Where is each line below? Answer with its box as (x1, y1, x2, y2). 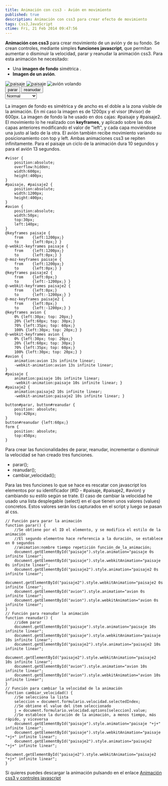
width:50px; (14, 213, 39, 218)
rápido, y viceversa (5, 717, 49, 722)
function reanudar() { (5, 615, 53, 621)
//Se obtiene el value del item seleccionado (14, 703, 112, 709)
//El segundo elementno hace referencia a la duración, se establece (14, 536, 163, 541)
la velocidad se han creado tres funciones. (5, 452, 94, 458)
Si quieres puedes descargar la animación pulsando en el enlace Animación (5, 770, 162, 776)
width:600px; (14, 169, 42, 174)
